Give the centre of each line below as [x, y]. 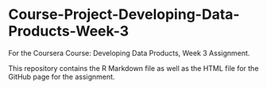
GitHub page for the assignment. [62, 76]
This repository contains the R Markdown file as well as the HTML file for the [133, 68]
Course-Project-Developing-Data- [124, 15]
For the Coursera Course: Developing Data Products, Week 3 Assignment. [129, 53]
